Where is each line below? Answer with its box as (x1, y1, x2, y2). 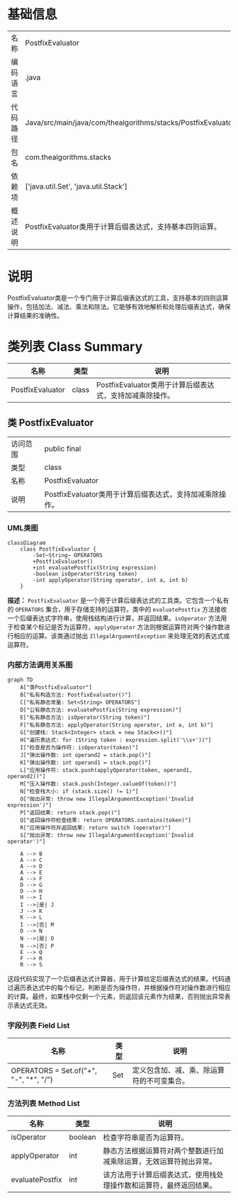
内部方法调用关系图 (7, 660, 73, 670)
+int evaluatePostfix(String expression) (33, 564, 157, 571)
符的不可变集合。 (132, 1075, 190, 1085)
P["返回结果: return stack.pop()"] (20, 809, 121, 817)
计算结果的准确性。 (7, 311, 64, 320)
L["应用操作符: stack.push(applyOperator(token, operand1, (20, 767, 193, 774)
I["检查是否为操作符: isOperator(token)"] (20, 744, 139, 751)
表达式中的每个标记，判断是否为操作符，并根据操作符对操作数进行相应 (25, 983, 231, 992)
